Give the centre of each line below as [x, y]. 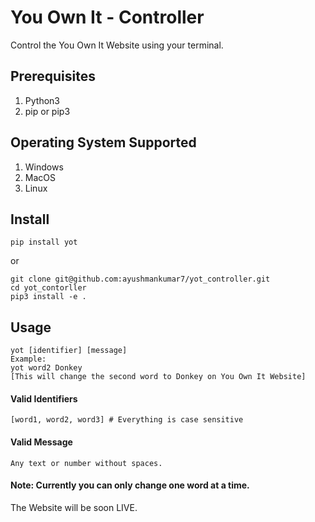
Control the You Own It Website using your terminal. [117, 45]
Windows [44, 167]
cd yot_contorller [48, 288]
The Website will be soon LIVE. [74, 507]
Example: [28, 359]
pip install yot [44, 242]
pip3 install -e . [48, 297]
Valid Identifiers [44, 398]
